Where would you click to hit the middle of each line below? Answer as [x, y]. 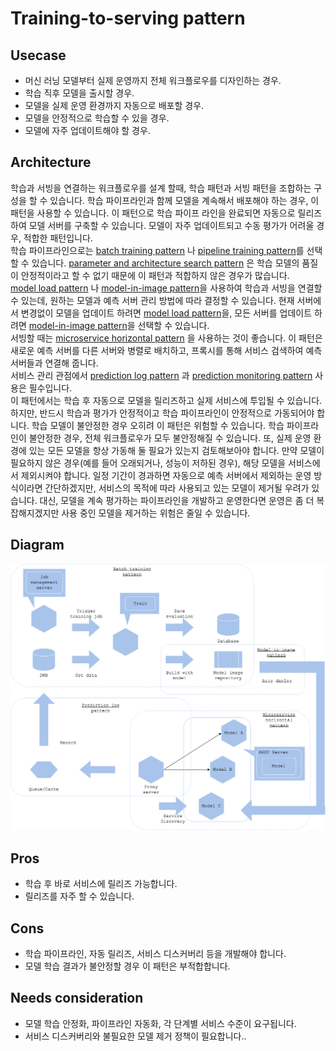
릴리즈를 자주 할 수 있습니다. [79, 896]
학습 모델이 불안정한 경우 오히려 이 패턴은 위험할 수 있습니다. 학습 [158, 425]
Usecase [38, 55]
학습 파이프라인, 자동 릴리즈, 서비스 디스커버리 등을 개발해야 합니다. [155, 953]
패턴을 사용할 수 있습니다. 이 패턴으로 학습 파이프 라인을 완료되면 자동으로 [153, 213]
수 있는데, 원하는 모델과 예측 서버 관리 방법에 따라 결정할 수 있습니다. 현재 [152, 300]
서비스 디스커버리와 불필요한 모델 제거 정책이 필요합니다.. [135, 1036]
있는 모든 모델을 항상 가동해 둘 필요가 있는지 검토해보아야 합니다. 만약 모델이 [176, 450]
